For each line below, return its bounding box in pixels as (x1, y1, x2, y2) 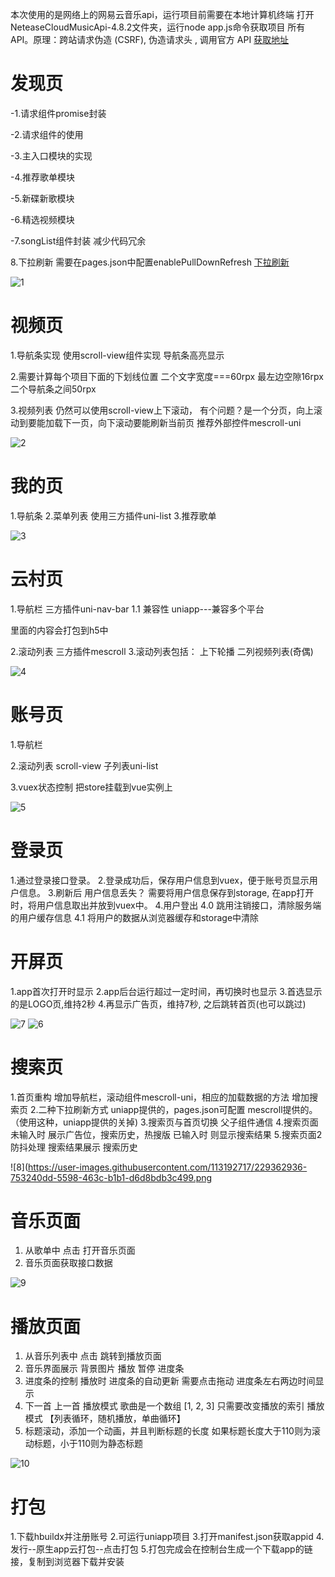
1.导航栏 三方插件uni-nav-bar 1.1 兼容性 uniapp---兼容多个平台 (10, 603, 265, 615)
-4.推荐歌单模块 (10, 171, 76, 183)
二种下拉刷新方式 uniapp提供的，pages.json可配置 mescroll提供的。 (38, 1103, 318, 1115)
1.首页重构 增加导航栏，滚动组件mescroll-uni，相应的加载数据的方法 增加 (10, 1091, 310, 1103)
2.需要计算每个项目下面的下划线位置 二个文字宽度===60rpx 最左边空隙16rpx (10, 370, 324, 382)
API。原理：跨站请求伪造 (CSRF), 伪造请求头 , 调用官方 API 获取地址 (10, 34, 290, 45)
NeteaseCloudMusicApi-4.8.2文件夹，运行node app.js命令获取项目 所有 (10, 21, 306, 33)
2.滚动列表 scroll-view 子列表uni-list (10, 759, 159, 772)
